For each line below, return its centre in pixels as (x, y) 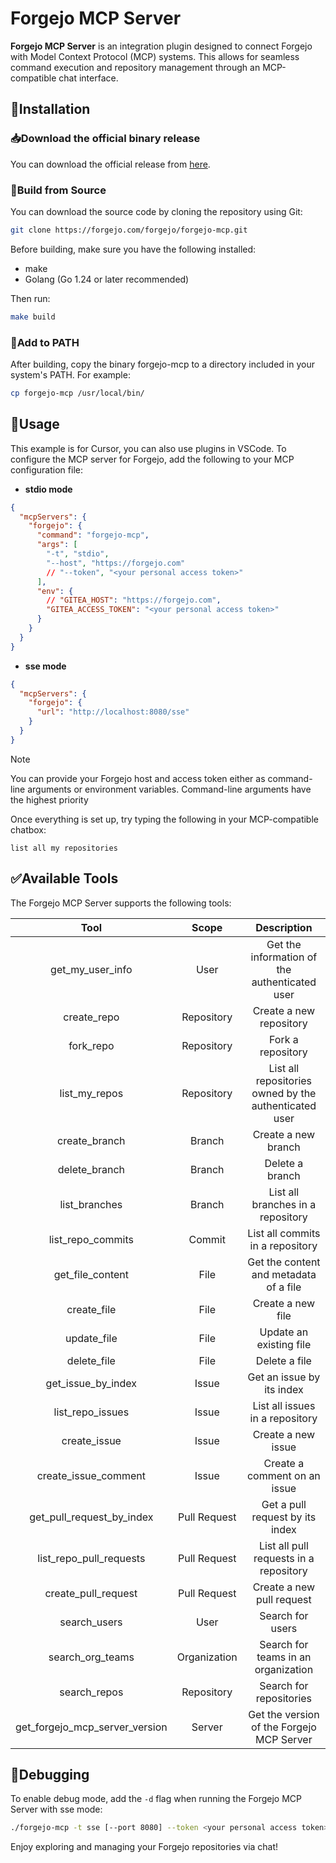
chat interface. (88, 78)
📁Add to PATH (45, 342)
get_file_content (91, 1274)
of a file (284, 1287)
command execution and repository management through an (135, 67)
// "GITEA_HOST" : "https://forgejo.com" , (134, 600)
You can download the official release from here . (110, 164)
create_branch (91, 1140)
